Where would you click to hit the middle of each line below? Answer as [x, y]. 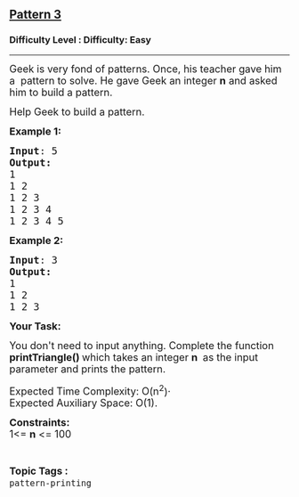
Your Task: [35, 326]
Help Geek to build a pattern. [77, 112]
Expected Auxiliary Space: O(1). [84, 403]
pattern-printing [50, 484]
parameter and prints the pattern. [88, 369]
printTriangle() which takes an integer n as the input [134, 357]
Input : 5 [33, 151]
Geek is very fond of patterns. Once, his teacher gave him [145, 69]
